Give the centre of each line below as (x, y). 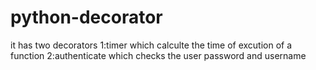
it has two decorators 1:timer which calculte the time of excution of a (151, 45)
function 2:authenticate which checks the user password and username (158, 55)
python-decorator (86, 17)
